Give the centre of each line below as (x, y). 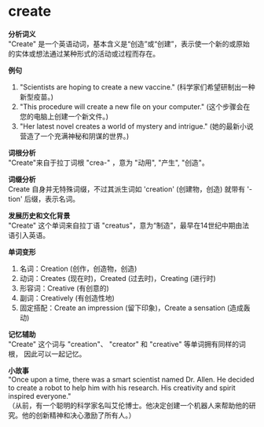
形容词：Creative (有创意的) (64, 288)
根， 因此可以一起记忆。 (47, 354)
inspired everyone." (40, 396)
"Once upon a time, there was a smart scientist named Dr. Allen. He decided (131, 379)
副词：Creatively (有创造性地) (67, 297)
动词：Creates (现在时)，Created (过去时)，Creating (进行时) (117, 278)
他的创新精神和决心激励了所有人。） (79, 415)
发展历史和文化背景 (39, 215)
